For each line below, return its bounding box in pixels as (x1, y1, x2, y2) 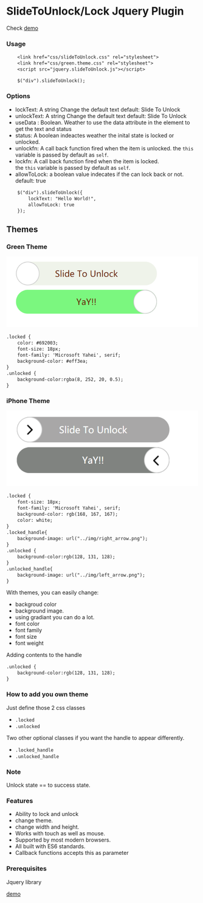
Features (6, 796, 33, 805)
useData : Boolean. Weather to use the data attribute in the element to (15, 119, 190, 126)
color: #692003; (17, 340, 59, 346)
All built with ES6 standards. (15, 843, 86, 850)
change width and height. (15, 823, 80, 831)
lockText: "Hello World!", (28, 195, 97, 202)
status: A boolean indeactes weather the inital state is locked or (15, 132, 174, 139)
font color (15, 620, 40, 628)
